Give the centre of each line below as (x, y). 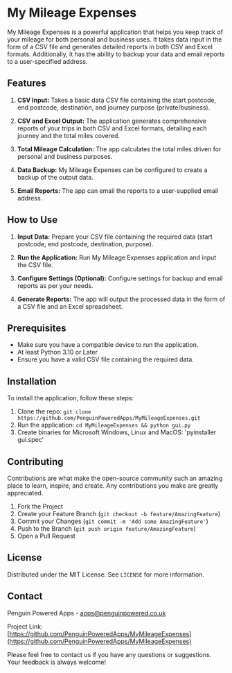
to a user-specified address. (47, 61)
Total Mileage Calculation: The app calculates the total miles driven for (119, 149)
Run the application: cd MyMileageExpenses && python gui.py (104, 425)
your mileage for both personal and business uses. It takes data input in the (115, 39)
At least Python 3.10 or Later (57, 352)
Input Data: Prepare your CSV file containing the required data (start (115, 237)
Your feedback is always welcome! (57, 662)
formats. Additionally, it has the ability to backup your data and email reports (116, 54)
